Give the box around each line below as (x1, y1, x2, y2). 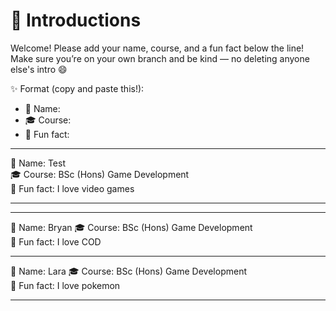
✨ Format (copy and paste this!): (10, 82, 145, 94)
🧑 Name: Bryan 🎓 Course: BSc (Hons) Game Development (10, 221, 253, 233)
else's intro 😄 (10, 63, 68, 75)
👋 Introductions (10, 9, 142, 32)
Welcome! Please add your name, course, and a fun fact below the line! (10, 42, 305, 54)
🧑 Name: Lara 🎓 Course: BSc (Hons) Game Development (10, 265, 247, 277)
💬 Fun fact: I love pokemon (10, 279, 121, 291)
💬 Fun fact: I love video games (10, 182, 135, 194)
